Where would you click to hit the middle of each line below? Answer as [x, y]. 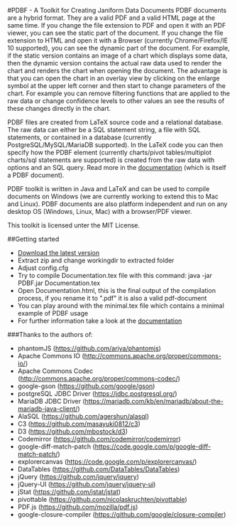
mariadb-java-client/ [48, 409]
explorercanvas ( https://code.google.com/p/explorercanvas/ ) [107, 462]
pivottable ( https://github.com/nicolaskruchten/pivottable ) [103, 499]
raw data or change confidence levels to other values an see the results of [116, 101]
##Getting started [33, 239]
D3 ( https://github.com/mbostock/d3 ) [73, 431]
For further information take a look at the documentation [100, 321]
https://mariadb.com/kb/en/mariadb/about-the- [154, 401]
